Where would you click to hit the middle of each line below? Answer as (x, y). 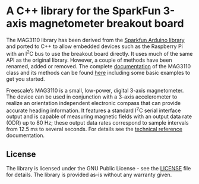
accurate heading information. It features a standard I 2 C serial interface (94, 110)
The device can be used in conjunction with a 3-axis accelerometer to (92, 97)
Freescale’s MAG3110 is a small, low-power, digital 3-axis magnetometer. (95, 90)
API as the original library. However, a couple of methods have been (89, 60)
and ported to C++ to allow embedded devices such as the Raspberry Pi (94, 46)
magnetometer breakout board (107, 23)
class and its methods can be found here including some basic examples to (98, 72)
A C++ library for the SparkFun (84, 11)
